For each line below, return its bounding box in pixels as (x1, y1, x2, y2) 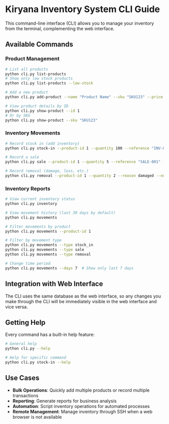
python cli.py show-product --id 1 (5, 108, 80, 113)
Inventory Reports (5, 185, 51, 192)
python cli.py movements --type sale (5, 247, 84, 252)
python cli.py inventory (5, 201, 57, 206)
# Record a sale (5, 155, 39, 160)
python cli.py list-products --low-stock (5, 81, 94, 86)
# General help (5, 341, 37, 346)
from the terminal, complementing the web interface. (5, 25, 115, 31)
